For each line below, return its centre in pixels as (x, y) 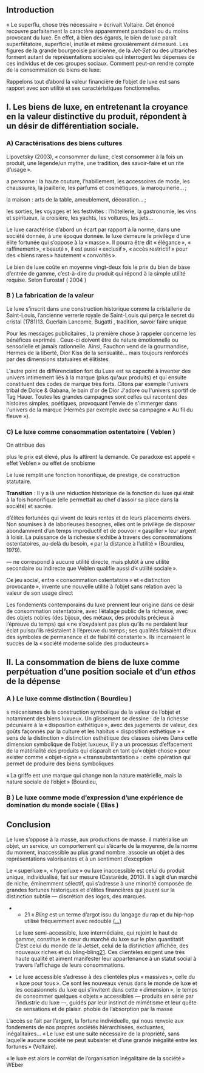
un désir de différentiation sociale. (73, 126)
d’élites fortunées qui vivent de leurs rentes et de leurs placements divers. (99, 518)
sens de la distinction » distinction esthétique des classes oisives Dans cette (102, 737)
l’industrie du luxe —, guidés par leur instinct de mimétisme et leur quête (106, 1002)
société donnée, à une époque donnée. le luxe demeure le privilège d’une (98, 235)
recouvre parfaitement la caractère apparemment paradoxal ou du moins (97, 31)
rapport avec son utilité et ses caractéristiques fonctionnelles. (83, 88)
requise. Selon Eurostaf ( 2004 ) (46, 280)
